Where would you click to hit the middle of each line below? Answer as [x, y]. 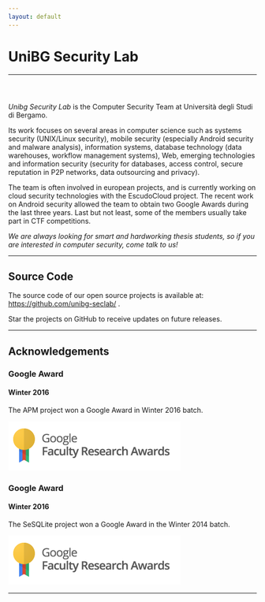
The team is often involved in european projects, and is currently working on [132, 187]
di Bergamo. [28, 115]
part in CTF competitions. [50, 221]
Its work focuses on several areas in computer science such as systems [125, 130]
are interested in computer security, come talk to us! [93, 244]
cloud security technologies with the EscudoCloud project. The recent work [131, 195]
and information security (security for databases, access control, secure [125, 164]
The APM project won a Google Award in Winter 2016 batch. [106, 410]
